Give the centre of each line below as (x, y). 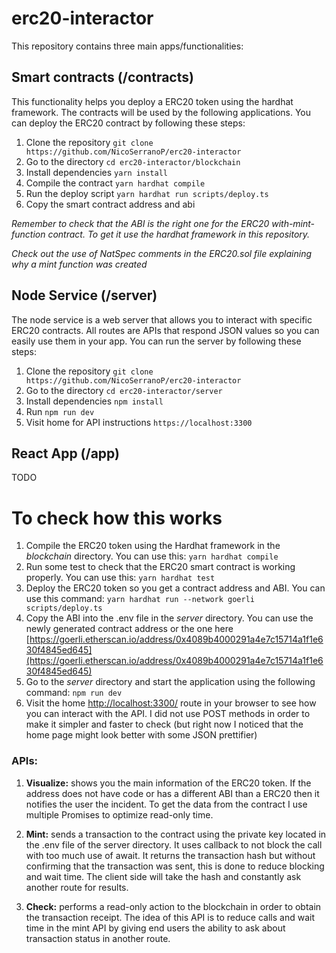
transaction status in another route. (98, 938)
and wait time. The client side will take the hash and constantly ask (163, 876)
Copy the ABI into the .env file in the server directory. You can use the (169, 618)
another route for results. (77, 887)
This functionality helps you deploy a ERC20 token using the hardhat (152, 101)
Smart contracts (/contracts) (102, 77)
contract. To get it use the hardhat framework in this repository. (179, 234)
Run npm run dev (60, 411)
